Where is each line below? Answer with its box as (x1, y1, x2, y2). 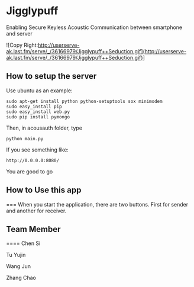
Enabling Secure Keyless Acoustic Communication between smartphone (6, 24, 183, 31)
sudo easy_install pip (6, 104, 62, 109)
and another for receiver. (6, 207, 67, 214)
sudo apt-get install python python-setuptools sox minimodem (6, 98, 163, 104)
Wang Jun (6, 263, 31, 270)
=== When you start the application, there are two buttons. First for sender (6, 201, 189, 208)
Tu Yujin (6, 251, 26, 259)
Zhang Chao (6, 274, 37, 282)
